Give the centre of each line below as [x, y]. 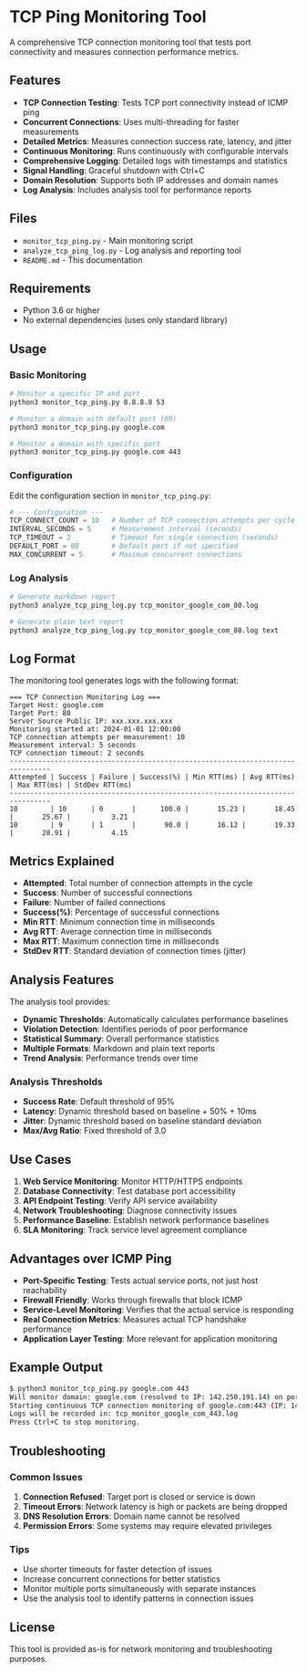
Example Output [56, 1368]
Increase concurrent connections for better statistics [122, 1579]
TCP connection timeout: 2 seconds [77, 753]
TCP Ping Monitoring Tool [108, 17]
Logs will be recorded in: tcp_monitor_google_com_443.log [124, 1414]
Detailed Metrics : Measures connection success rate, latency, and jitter [157, 141]
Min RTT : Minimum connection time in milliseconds [119, 922]
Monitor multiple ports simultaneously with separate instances [139, 1589]
